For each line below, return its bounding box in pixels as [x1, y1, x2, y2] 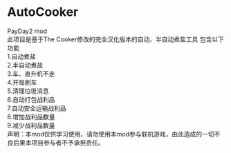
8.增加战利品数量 [7, 112, 55, 121]
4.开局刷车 [7, 78, 37, 86]
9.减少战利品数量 [7, 121, 55, 130]
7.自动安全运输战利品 [7, 104, 67, 112]
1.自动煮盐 [7, 52, 36, 61]
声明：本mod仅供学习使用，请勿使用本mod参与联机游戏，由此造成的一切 [7, 130, 214, 138]
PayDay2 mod [7, 27, 47, 35]
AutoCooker [7, 4, 79, 20]
